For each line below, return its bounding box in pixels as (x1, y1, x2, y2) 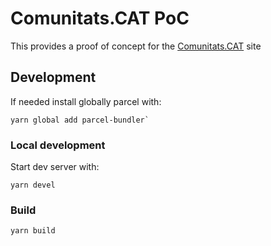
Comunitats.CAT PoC (10, 7, 190, 30)
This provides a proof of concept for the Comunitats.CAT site (10, 40, 262, 52)
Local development (10, 138, 106, 152)
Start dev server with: (10, 161, 100, 173)
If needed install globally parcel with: (10, 95, 162, 107)
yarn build (10, 226, 56, 236)
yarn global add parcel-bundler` (10, 115, 150, 125)
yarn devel (10, 180, 56, 191)
